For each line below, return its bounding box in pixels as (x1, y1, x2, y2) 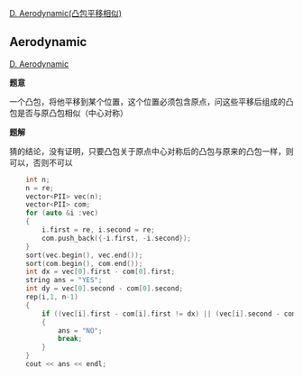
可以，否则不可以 (9, 157, 73, 168)
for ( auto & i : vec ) (25, 208, 99, 218)
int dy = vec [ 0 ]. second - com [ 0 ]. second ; (25, 284, 183, 293)
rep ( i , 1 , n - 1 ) (25, 292, 78, 302)
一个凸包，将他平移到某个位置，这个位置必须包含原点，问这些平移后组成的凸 (9, 96, 294, 106)
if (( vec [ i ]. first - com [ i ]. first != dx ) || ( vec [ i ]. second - (41, 309, 280, 318)
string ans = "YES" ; (25, 276, 103, 285)
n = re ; (25, 183, 54, 192)
